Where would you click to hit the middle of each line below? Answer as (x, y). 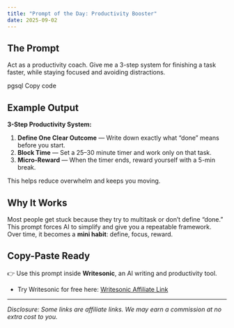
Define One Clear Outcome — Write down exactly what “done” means (118, 138)
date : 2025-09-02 (32, 20)
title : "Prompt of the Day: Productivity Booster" (82, 14)
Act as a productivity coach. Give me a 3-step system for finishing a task (112, 65)
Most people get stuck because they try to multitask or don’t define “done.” (115, 219)
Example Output (43, 107)
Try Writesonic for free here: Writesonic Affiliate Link (93, 289)
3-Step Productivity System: (49, 124)
